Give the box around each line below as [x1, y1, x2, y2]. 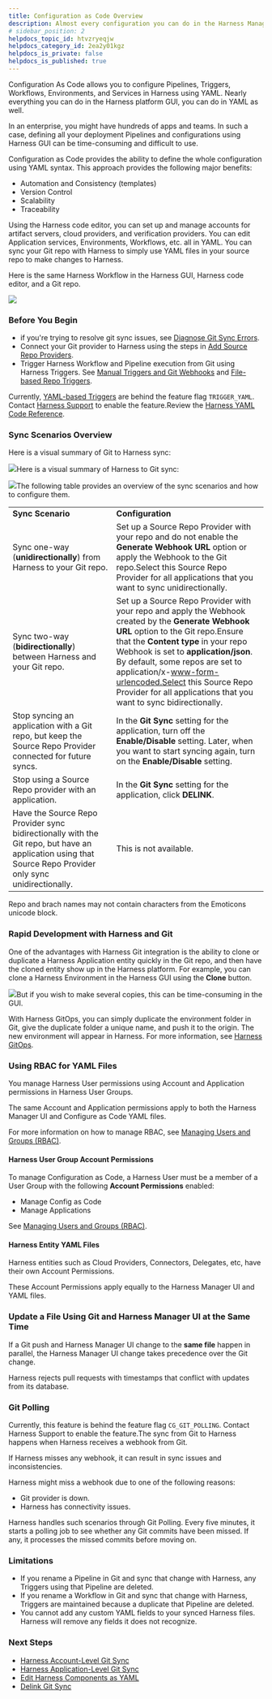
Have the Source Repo [12, 807, 98, 819]
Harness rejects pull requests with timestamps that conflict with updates [8, 1373, 249, 1382]
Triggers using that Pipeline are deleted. [19, 1582, 154, 1592]
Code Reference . [8, 409, 65, 419]
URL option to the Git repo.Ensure [116, 626, 244, 638]
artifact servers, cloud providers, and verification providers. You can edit [8, 228, 251, 238]
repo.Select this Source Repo [116, 562, 227, 573]
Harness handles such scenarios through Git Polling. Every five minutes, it [8, 1518, 255, 1528]
